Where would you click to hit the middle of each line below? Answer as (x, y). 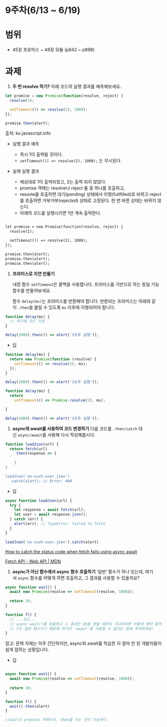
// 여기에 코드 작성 (27, 321)
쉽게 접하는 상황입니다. (27, 650)
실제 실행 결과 (26, 171)
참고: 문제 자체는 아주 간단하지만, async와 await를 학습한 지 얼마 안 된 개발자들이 (83, 643)
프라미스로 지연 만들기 (34, 273)
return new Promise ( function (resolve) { (53, 359)
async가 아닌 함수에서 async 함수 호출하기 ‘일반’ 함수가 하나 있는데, (78, 571)
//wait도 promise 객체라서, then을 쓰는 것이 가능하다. (57, 720)
